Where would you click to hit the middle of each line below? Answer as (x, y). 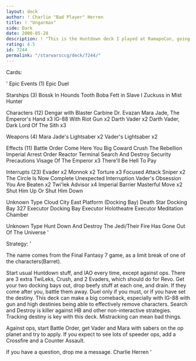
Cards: (14, 72)
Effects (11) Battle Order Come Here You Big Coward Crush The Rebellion (94, 148)
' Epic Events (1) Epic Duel (38, 84)
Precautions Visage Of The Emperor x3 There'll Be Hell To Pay (81, 160)
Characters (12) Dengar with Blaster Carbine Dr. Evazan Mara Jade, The (93, 112)
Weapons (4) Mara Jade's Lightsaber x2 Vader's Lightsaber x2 (82, 137)
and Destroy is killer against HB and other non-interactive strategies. (89, 310)
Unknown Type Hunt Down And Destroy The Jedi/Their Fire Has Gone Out (96, 226)
